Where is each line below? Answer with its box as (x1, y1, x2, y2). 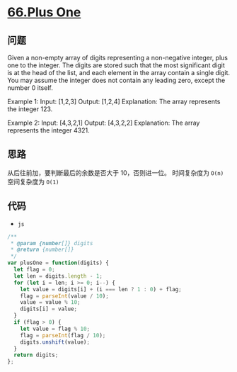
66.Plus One (7, 4, 81, 21)
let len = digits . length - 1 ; (13, 272, 103, 280)
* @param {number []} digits (10, 239, 93, 247)
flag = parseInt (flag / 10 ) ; (20, 332, 106, 339)
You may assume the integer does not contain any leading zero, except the (7, 76, 226, 84)
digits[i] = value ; (20, 305, 78, 312)
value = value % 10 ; (20, 299, 81, 306)
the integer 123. (7, 105, 53, 113)
